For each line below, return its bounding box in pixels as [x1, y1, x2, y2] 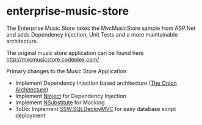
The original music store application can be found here [6, 49, 144, 56]
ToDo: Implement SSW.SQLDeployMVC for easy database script [15, 105, 176, 112]
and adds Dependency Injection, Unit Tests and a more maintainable [6, 30, 178, 38]
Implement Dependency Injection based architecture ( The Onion [15, 79, 177, 87]
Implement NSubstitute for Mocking [15, 99, 105, 106]
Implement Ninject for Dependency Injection [15, 92, 126, 99]
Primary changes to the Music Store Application [6, 67, 127, 74]
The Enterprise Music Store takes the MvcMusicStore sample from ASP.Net [6, 24, 196, 32]
